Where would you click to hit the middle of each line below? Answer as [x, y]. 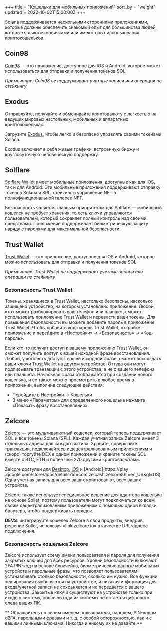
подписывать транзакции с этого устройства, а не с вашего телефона [80, 369]
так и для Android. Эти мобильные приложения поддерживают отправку [83, 187]
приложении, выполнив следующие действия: [55, 385]
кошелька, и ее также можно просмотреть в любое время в [70, 380]
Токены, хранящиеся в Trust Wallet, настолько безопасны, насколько [79, 301]
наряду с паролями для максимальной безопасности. [63, 229]
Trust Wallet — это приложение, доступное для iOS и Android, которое [80, 257]
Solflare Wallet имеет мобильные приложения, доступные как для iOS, [80, 182]
